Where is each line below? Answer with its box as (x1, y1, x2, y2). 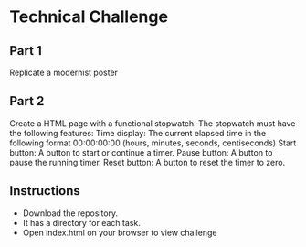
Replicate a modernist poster (9, 67, 119, 78)
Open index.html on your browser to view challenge (22, 227, 217, 238)
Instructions (9, 183, 80, 199)
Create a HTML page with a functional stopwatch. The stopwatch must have (9, 117, 296, 129)
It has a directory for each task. (22, 217, 142, 228)
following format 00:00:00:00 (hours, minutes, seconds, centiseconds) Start (9, 137, 297, 148)
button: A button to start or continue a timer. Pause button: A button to (9, 146, 273, 157)
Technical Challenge (9, 6, 169, 27)
